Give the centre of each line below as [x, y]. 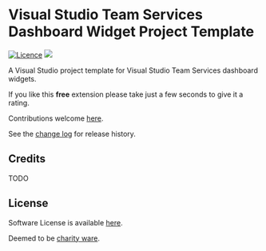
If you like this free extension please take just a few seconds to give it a [126, 94]
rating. [19, 102]
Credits [27, 159]
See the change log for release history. [72, 133]
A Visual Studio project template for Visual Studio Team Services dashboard [133, 70]
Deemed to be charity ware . [54, 238]
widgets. [23, 78]
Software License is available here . [66, 222]
